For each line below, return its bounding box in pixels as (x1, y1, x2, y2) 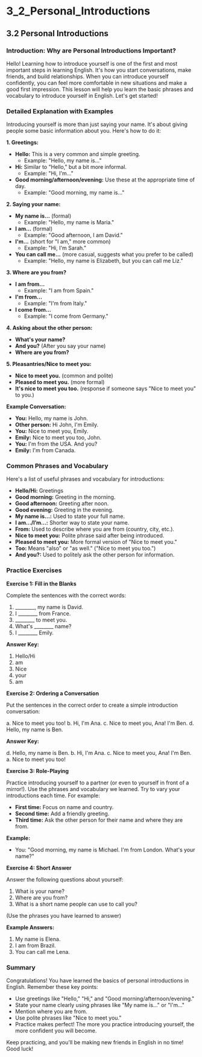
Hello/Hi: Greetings (14, 487, 64, 494)
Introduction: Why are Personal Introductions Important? (6, 46, 176, 55)
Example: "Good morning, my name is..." (24, 189, 125, 197)
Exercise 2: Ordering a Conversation (6, 689, 99, 697)
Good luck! (6, 1045, 34, 1053)
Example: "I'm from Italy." (24, 300, 87, 307)
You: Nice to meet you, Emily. (14, 428, 89, 435)
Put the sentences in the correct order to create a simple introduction (6, 701, 178, 708)
